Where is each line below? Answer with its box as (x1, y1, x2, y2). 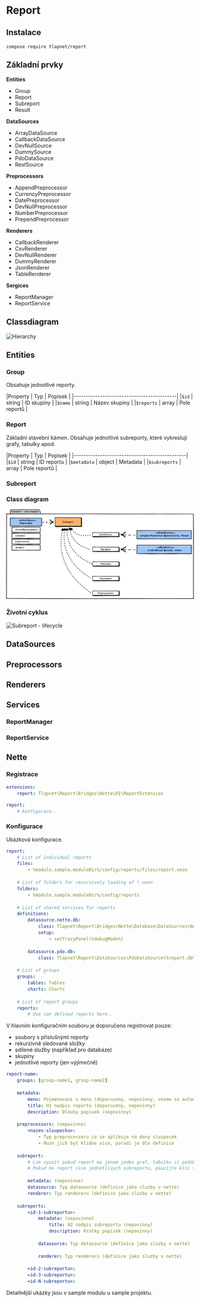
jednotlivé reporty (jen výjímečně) (14, 1059, 98, 1066)
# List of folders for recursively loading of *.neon (17, 879, 153, 886)
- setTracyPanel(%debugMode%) (48, 936, 124, 942)
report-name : (6, 1071, 39, 1078)
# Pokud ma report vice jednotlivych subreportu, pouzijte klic (27, 1165, 190, 1172)
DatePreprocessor (14, 196, 60, 204)
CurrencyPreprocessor (14, 190, 71, 197)
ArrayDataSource (14, 129, 58, 136)
